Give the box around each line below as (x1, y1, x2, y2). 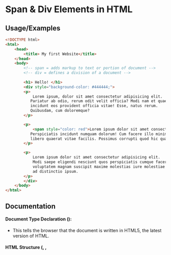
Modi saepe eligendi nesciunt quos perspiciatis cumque (32, 160, 154, 165)
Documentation (5, 202, 56, 210)
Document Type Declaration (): (5, 216, 72, 222)
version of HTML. (12, 233, 49, 239)
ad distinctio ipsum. (32, 169, 79, 174)
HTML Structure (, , (5, 244, 47, 250)
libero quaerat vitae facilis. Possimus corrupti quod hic (30, 136, 158, 141)
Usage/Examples (5, 24, 61, 33)
